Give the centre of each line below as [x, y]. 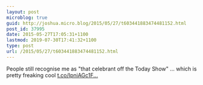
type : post [20, 46]
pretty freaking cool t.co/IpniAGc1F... [52, 75]
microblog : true [27, 18]
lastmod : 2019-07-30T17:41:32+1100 [52, 40]
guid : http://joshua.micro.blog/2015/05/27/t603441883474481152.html [97, 23]
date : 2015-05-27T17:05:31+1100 [47, 35]
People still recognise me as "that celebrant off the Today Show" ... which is [101, 69]
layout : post [23, 12]
